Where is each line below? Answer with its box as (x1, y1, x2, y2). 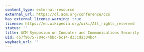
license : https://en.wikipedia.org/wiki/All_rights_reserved (5, 21, 135, 26)
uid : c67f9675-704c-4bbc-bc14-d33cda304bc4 (5, 35, 97, 40)
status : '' (5, 26, 28, 31)
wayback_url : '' (5, 40, 39, 45)
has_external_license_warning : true (5, 16, 81, 21)
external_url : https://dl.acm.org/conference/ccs (5, 12, 111, 17)
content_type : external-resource (5, 7, 75, 12)
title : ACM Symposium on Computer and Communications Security (5, 30, 140, 35)
